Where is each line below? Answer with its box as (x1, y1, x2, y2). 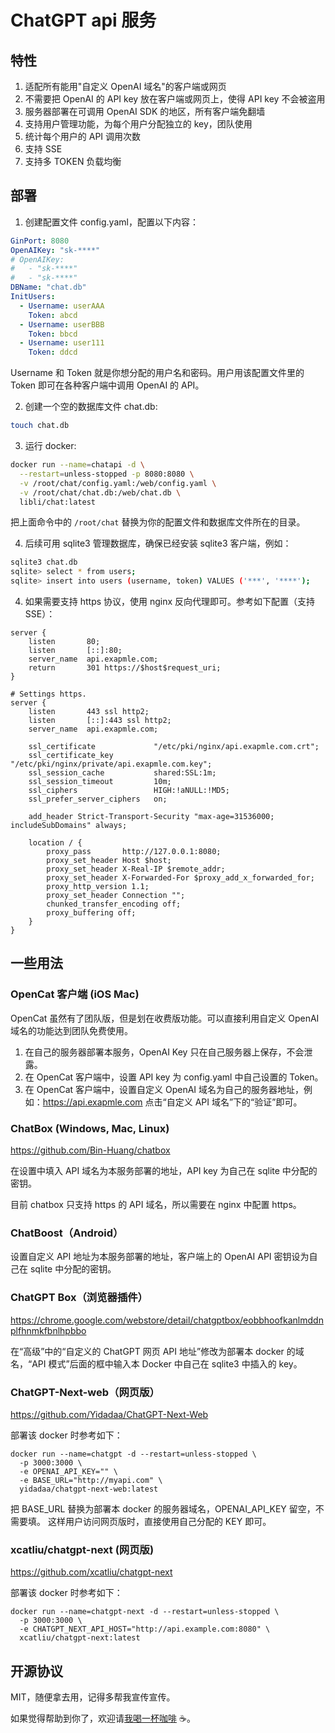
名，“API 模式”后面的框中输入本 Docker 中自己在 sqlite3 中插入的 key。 (10, 1357, 303, 1370)
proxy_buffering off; (46, 908, 137, 918)
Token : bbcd (28, 329, 78, 339)
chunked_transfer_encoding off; (46, 899, 182, 910)
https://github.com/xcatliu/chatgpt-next (10, 1566, 173, 1578)
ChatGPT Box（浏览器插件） (10, 1291, 148, 1305)
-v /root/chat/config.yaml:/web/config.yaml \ (19, 478, 217, 488)
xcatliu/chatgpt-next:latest (19, 1633, 141, 1643)
